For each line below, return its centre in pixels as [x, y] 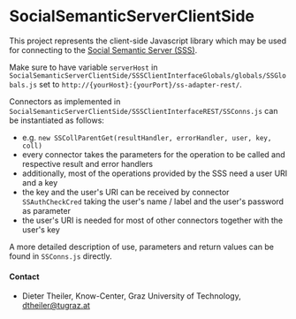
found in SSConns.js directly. [61, 256]
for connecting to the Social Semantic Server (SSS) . [103, 49]
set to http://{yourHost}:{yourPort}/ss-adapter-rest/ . [141, 84]
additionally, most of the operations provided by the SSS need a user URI [155, 173]
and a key [40, 182]
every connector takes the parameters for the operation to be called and [153, 154]
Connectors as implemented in [65, 101]
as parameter [46, 210]
